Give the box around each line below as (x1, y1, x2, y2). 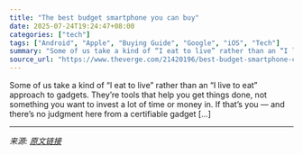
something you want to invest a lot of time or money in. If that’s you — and (9, 99, 286, 109)
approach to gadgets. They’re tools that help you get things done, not (9, 89, 268, 100)
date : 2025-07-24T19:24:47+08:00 (9, 22, 135, 31)
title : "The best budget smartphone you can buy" (9, 13, 200, 23)
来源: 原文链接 (9, 136, 61, 146)
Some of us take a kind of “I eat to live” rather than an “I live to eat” (9, 80, 259, 90)
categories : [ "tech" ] (9, 30, 91, 39)
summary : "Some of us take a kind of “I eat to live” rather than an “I (9, 47, 289, 56)
